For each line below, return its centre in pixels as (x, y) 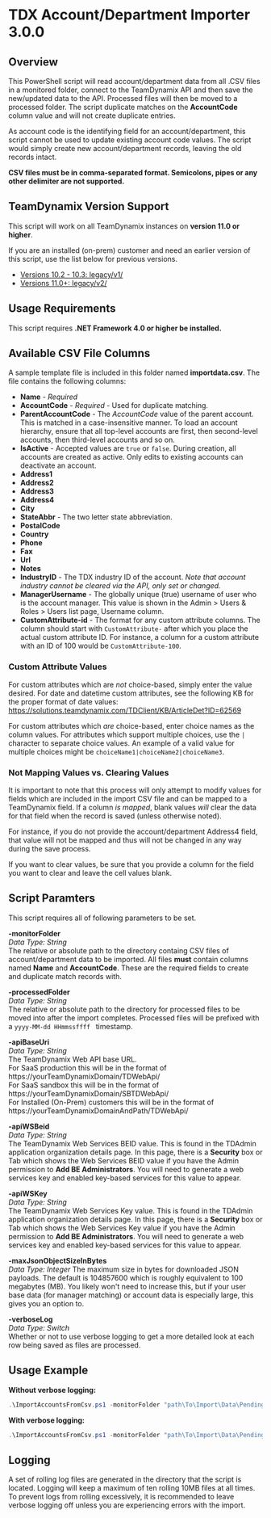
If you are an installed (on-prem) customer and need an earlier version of (130, 250)
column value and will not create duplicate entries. (92, 116)
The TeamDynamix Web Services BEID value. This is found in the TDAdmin (132, 1143)
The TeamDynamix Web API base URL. (73, 1059)
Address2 (37, 483)
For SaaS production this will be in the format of (88, 1067)
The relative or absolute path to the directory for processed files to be (124, 1009)
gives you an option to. (46, 1303)
